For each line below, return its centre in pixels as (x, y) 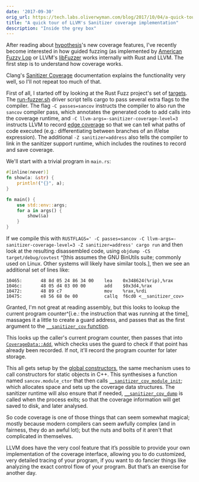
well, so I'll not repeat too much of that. (54, 82)
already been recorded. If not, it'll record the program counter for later (92, 350)
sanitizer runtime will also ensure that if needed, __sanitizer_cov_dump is (95, 393)
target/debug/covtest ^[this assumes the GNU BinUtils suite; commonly (94, 257)
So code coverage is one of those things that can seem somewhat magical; (98, 417)
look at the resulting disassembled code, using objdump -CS (78, 251)
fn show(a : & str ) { (30, 178)
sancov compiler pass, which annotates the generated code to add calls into (98, 112)
